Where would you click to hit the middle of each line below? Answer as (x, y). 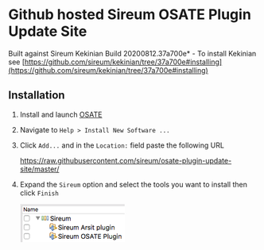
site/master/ (39, 169)
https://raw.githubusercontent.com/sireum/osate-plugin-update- (126, 160)
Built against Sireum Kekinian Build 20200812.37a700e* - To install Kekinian (132, 53)
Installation (37, 96)
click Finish (39, 193)
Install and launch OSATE (61, 114)
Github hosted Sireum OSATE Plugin (130, 15)
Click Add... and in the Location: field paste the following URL (122, 145)
